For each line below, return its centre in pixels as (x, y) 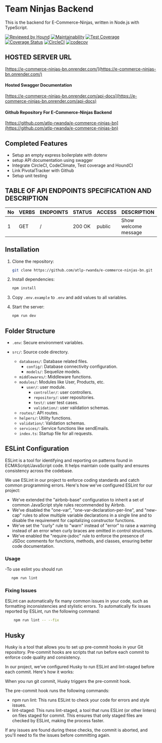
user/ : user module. (46, 387)
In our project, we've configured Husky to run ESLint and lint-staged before (80, 667)
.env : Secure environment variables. (48, 343)
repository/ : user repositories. (64, 397)
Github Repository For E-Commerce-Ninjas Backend (59, 112)
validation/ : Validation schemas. (52, 423)
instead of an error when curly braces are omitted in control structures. (82, 530)
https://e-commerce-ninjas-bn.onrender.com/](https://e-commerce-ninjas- (81, 69)
